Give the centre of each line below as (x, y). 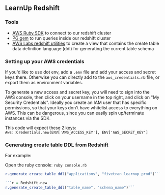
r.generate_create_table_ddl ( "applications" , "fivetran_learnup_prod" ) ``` (83, 174)
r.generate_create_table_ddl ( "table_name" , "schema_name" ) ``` (70, 188)
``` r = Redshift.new (26, 183)
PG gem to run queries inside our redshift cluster (61, 38)
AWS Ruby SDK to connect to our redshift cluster (62, 33)
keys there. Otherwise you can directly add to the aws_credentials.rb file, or (82, 77)
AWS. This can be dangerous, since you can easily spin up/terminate (75, 113)
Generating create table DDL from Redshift (57, 145)
